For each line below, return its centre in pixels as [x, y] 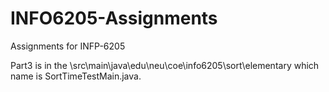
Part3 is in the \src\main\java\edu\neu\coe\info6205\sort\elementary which [165, 65]
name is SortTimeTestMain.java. [76, 76]
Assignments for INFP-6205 [68, 46]
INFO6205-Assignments [114, 18]
